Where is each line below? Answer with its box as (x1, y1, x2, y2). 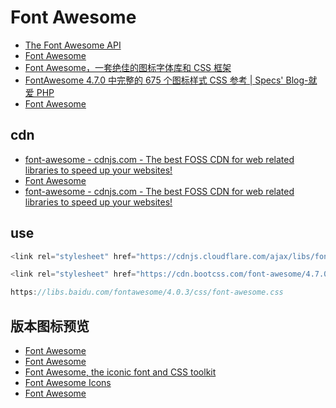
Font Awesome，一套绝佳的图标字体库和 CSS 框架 (24, 61, 232, 73)
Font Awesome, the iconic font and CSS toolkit (24, 366, 217, 378)
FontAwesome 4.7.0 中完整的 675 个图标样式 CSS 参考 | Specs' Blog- (24, 74, 309, 86)
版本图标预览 (10, 317, 90, 335)
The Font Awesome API (24, 39, 122, 51)
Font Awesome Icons (24, 377, 112, 388)
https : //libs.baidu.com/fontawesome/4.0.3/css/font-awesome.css (10, 287, 284, 298)
